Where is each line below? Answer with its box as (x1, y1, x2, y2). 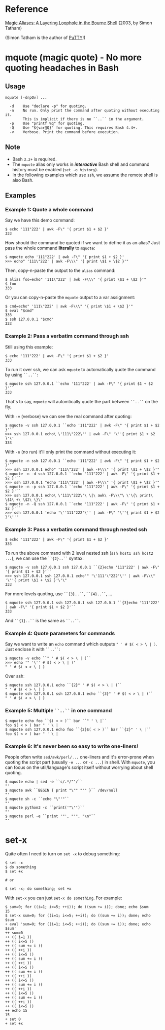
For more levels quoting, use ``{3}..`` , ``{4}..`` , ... (5, 591, 112, 597)
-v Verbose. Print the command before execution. (9, 129, 120, 134)
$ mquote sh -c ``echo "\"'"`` (5, 796, 69, 801)
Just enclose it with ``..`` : (5, 647, 61, 652)
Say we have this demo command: (5, 217, 75, 223)
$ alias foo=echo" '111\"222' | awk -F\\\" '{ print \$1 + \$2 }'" (5, 277, 147, 282)
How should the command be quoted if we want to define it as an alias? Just (5, 240, 160, 246)
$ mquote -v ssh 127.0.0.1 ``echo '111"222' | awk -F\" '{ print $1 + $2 (5, 423, 160, 428)
